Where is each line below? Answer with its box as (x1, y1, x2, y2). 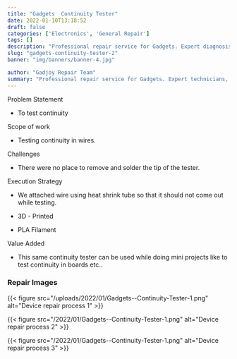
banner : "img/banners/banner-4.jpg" (7, 56, 115, 63)
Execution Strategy (7, 177, 63, 185)
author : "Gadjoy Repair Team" (7, 68, 97, 76)
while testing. (17, 198, 57, 207)
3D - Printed (17, 212, 54, 220)
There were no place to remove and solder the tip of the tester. (17, 163, 200, 171)
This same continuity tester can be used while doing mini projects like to (17, 252, 228, 261)
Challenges (7, 150, 40, 158)
